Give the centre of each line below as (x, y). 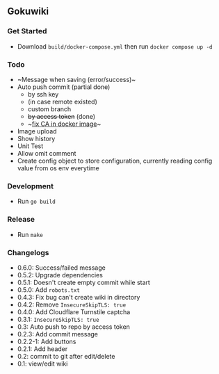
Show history (36, 138)
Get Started (27, 31)
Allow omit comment (47, 153)
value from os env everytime (58, 168)
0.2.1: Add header (42, 349)
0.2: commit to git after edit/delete (66, 356)
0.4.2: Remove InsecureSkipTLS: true (72, 304)
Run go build (36, 202)
